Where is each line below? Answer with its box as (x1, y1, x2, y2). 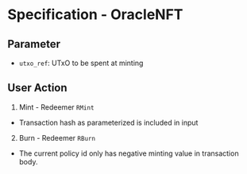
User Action (7, 81, 68, 95)
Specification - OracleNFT (7, 6, 183, 24)
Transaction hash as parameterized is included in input (18, 118, 199, 127)
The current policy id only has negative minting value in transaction (18, 149, 239, 158)
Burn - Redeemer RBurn (18, 133, 96, 142)
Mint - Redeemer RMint (18, 102, 95, 112)
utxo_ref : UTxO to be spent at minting (18, 58, 144, 68)
